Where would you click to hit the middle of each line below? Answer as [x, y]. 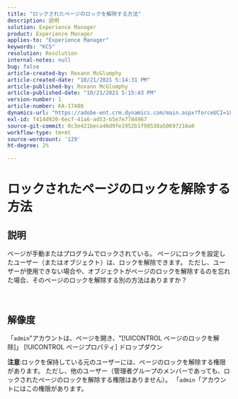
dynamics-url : [28, 113]
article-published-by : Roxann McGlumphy [68, 86]
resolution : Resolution [42, 54]
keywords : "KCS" [31, 47]
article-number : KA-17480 [45, 106]
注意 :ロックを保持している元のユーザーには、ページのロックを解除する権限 [117, 361]
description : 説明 [33, 21]
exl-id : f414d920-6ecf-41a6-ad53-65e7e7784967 [77, 119]
